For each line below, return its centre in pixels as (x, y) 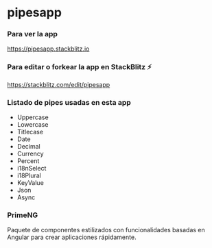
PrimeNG (23, 215)
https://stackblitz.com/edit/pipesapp (59, 84)
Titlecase (30, 132)
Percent (28, 161)
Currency (30, 154)
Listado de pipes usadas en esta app (69, 102)
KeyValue (31, 183)
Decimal (28, 147)
